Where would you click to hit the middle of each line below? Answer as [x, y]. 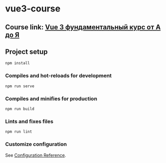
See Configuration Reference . [36, 155]
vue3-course [33, 9]
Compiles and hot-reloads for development [59, 76]
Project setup [27, 52]
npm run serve [20, 86]
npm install [17, 63]
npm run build [20, 109]
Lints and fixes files [29, 121]
